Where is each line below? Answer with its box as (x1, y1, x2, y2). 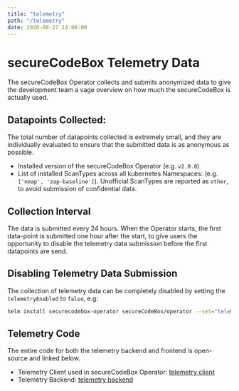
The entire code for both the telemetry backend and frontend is (7, 347, 193, 355)
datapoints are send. (7, 247, 68, 255)
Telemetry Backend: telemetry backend (17, 375, 134, 384)
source (7, 354, 28, 362)
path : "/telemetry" (7, 17, 65, 24)
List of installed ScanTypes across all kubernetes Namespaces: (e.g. (17, 169, 218, 178)
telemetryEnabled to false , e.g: (7, 294, 98, 303)
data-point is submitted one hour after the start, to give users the (7, 231, 198, 240)
